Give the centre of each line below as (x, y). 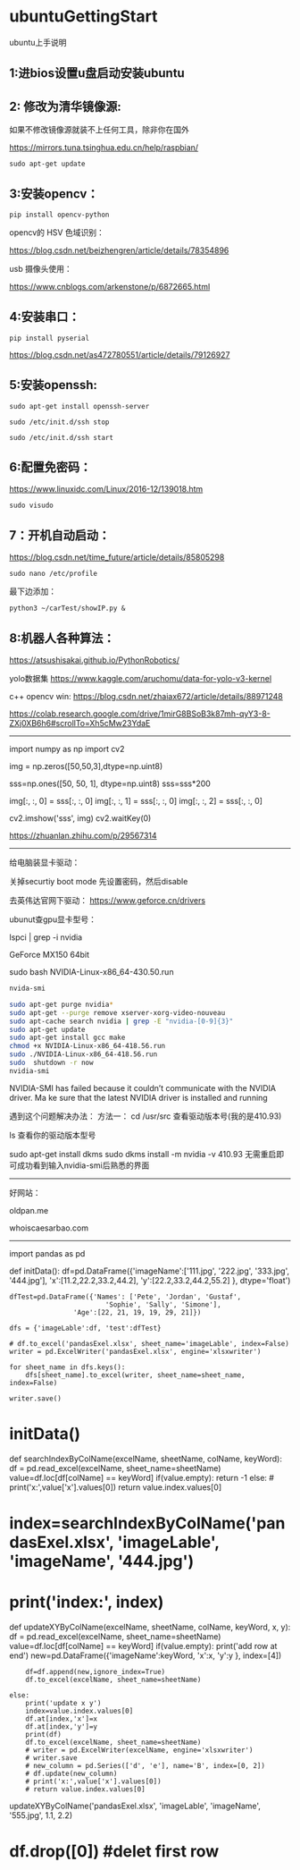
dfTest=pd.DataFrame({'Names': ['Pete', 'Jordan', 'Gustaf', (125, 1297)
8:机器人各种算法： (62, 638)
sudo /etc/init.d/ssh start (62, 437)
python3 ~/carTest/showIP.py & (67, 609)
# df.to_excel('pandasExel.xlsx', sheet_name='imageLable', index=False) (150, 1343)
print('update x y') (63, 1703)
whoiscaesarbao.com (49, 1228)
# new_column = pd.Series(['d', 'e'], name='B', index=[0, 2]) (146, 1765)
